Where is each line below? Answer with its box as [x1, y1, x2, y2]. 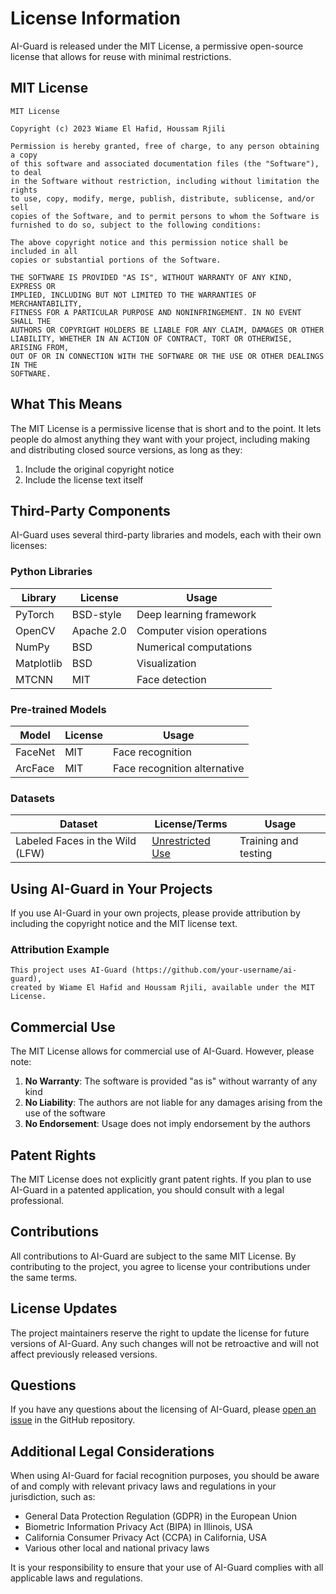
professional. [10, 1195, 65, 1206]
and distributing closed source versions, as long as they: [10, 443, 243, 456]
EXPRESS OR [10, 281, 56, 291]
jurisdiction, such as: [10, 1491, 96, 1503]
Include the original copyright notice [24, 463, 175, 475]
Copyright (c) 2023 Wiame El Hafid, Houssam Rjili [10, 123, 226, 134]
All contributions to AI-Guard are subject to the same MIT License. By [10, 1250, 297, 1262]
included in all [10, 246, 78, 256]
